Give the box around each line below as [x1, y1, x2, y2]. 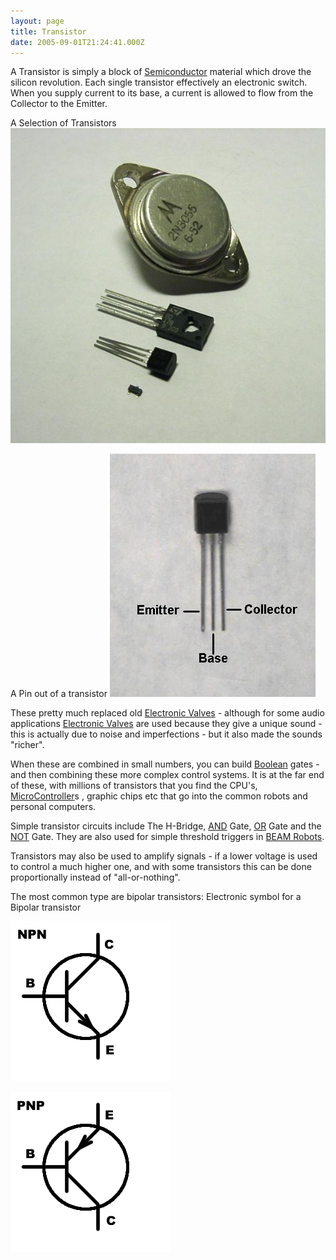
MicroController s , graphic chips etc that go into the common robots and [10, 790, 308, 802]
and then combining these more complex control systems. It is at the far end [10, 769, 325, 781]
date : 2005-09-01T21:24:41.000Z [10, 37, 145, 47]
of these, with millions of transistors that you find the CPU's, [10, 780, 258, 792]
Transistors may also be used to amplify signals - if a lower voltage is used [10, 850, 318, 862]
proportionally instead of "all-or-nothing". [10, 871, 181, 884]
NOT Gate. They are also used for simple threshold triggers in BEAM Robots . [10, 831, 325, 843]
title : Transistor [10, 26, 87, 37]
